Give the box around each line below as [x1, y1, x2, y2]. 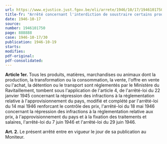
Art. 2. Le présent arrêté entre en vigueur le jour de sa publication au [5, 129, 147, 135]
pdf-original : [5, 53, 35, 59]
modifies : [5, 49, 26, 54]
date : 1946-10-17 [5, 16, 41, 21]
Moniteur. [5, 134, 25, 140]
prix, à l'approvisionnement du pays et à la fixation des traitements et [5, 114, 147, 120]
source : [5, 21, 21, 26]
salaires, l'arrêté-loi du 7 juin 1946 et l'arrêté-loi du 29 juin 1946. [5, 119, 136, 125]
